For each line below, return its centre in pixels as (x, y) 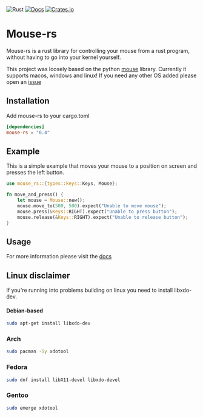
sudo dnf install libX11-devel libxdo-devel (63, 380)
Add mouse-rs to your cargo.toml (48, 115)
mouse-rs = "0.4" (28, 133)
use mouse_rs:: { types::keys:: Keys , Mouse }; (62, 184)
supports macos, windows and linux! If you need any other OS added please (101, 75)
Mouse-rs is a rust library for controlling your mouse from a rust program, (98, 50)
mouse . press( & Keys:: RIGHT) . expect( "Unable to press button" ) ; (97, 212)
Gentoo (18, 395)
